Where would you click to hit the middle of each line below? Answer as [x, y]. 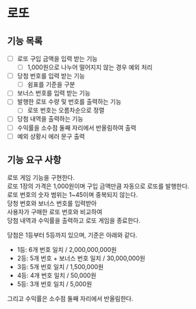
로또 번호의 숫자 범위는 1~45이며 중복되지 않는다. [73, 195]
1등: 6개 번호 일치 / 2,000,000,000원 [67, 250]
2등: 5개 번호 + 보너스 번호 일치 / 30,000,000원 [81, 258]
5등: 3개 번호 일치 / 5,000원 [54, 284]
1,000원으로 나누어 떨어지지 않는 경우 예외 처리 [90, 67]
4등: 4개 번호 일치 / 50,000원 [57, 275]
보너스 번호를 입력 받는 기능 [54, 93]
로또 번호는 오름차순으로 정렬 [66, 111]
